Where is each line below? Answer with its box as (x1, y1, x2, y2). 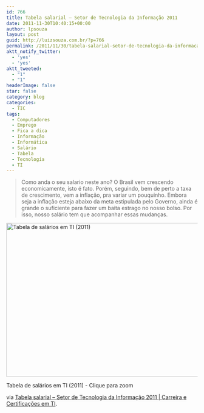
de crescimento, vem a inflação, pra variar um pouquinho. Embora (21, 191, 187, 199)
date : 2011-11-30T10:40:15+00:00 (6, 20, 91, 26)
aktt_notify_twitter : (6, 49, 61, 55)
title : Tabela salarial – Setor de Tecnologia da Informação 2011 (6, 15, 178, 21)
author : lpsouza (6, 26, 47, 32)
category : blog (6, 94, 45, 100)
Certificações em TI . (6, 400, 58, 408)
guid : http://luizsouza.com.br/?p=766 (6, 37, 104, 43)
